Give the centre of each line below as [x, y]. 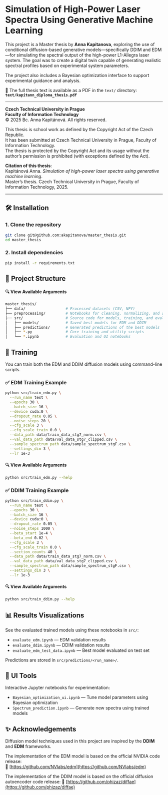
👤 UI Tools [21, 676]
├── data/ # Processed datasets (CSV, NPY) [70, 309]
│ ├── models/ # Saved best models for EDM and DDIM [76, 323]
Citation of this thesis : [29, 166]
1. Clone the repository [33, 225]
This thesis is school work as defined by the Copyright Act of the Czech [79, 129]
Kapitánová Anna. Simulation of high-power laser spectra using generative [82, 171]
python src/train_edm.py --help [39, 477]
